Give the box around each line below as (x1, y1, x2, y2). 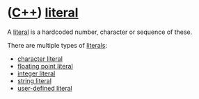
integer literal (17, 69, 56, 78)
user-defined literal (17, 84, 72, 92)
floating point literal (17, 62, 73, 70)
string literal (17, 76, 52, 84)
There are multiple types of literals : (7, 41, 108, 49)
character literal (17, 54, 63, 63)
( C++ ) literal (7, 5, 79, 21)
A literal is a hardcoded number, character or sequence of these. (7, 28, 193, 36)
